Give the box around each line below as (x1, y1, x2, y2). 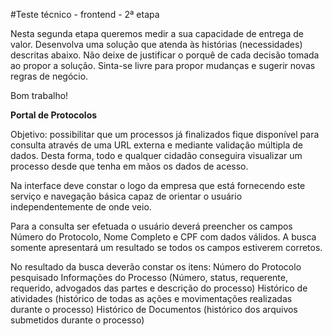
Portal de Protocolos (10, 109, 98, 121)
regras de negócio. (10, 70, 89, 82)
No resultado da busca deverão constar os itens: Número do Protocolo (10, 261, 302, 273)
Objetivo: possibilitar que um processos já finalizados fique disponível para (10, 129, 320, 140)
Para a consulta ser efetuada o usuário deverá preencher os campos (10, 220, 293, 232)
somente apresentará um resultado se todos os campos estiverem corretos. (10, 242, 323, 253)
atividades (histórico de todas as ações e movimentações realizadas (10, 293, 293, 304)
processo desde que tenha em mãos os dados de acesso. (10, 160, 249, 172)
